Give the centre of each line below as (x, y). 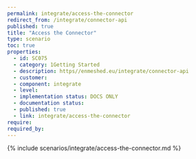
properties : (24, 52)
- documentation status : (49, 103)
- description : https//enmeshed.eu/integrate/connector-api (101, 71)
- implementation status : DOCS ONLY (66, 97)
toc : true (21, 45)
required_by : (26, 129)
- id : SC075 (31, 59)
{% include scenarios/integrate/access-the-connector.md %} (94, 148)
